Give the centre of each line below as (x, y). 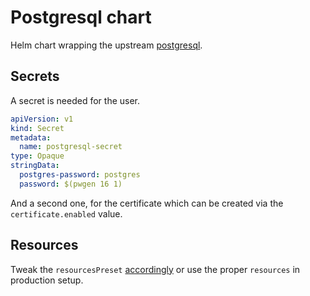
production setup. (47, 280)
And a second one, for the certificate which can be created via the (147, 203)
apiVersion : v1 (42, 119)
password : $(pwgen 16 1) (71, 184)
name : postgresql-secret (71, 147)
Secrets (35, 76)
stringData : (35, 166)
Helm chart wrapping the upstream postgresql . (106, 45)
